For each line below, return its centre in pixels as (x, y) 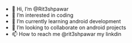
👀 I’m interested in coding (43, 15)
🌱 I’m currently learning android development (66, 21)
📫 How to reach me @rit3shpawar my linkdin (67, 34)
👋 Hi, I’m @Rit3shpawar (40, 9)
